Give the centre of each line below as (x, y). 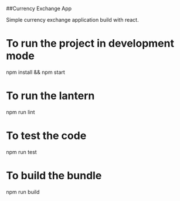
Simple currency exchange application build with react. (72, 20)
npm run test (21, 152)
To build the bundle (54, 176)
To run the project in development (90, 44)
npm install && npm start (36, 72)
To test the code (46, 136)
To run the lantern (50, 96)
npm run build (23, 192)
